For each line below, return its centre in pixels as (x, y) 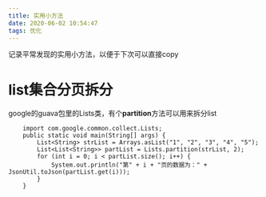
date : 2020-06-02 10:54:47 (53, 23)
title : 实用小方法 (36, 16)
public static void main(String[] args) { (94, 136)
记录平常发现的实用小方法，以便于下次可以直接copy (93, 54)
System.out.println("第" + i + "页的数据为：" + (129, 165)
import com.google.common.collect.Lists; (92, 129)
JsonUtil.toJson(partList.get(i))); (69, 172)
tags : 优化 (25, 30)
